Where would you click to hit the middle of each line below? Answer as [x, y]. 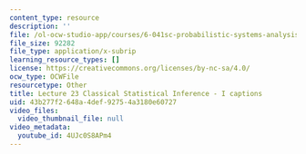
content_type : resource [55, 18]
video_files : [34, 111]
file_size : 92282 [42, 43]
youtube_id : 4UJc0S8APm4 [65, 136]
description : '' [40, 26]
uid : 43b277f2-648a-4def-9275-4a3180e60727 [93, 102]
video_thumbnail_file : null [71, 119]
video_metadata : [40, 128]
